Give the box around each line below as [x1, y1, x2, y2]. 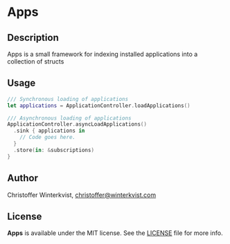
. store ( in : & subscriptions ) [13, 147, 95, 153]
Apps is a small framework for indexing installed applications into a [7, 50, 198, 58]
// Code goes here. [19, 134, 76, 141]
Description [7, 32, 59, 44]
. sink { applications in [13, 127, 85, 135]
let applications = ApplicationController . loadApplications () [7, 102, 191, 109]
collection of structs [7, 57, 64, 66]
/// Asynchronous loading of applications [7, 115, 132, 122]
